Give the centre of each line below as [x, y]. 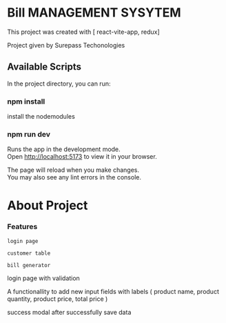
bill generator [29, 265]
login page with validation [44, 278]
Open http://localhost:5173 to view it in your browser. [82, 157]
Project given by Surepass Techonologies [66, 45]
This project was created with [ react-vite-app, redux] [83, 32]
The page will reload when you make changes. [73, 170]
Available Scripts [44, 67]
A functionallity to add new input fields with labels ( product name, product [113, 291]
